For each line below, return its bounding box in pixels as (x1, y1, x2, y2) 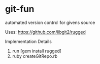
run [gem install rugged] (12, 48, 62, 54)
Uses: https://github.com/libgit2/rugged (5, 29, 86, 35)
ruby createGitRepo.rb (12, 53, 58, 59)
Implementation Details (5, 38, 52, 44)
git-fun (5, 3, 34, 15)
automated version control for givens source (5, 20, 95, 25)
